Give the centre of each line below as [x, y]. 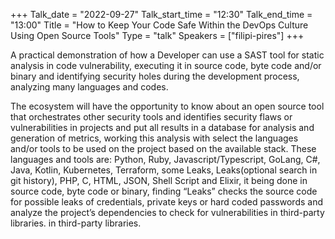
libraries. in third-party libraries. [76, 223]
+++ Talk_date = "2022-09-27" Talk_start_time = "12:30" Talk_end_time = [161, 14]
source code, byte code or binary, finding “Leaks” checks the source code [164, 191]
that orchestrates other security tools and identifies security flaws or [151, 117]
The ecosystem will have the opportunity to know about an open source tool [167, 106]
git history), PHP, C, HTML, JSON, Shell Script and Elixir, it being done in [159, 180]
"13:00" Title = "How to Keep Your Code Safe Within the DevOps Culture [159, 25]
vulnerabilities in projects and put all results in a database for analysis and [162, 127]
